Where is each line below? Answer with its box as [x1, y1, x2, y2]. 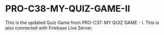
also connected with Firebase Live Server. [5, 24, 93, 30]
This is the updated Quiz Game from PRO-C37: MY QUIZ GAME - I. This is [5, 19, 159, 25]
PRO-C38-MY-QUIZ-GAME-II [5, 3, 130, 14]
